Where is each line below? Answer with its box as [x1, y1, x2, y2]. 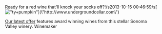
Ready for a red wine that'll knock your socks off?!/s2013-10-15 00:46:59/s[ [5, 4, 157, 10]
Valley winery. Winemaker [5, 23, 57, 29]
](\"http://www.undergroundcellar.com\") [38, 9, 120, 15]
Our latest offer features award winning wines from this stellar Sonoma [5, 19, 147, 24]
